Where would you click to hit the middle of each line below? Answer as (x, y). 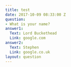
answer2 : (14, 43)
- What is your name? (28, 24)
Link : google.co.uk (30, 52)
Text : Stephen (24, 47)
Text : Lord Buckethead (33, 33)
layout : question (23, 57)
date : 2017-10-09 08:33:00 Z (35, 15)
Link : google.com (28, 38)
